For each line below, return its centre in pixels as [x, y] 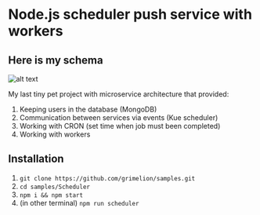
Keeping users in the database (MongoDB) [88, 109]
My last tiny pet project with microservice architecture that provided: [119, 94]
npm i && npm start [51, 195]
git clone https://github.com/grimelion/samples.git [107, 178]
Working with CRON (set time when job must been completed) [120, 126]
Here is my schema [56, 60]
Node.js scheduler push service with [130, 15]
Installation [36, 159]
